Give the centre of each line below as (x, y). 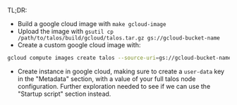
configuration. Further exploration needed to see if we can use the (114, 86)
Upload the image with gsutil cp (66, 31)
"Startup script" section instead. (64, 94)
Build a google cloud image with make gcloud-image (92, 24)
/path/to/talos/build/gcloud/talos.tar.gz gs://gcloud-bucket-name (119, 38)
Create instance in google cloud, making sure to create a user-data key (121, 71)
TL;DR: (17, 10)
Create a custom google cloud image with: (79, 45)
